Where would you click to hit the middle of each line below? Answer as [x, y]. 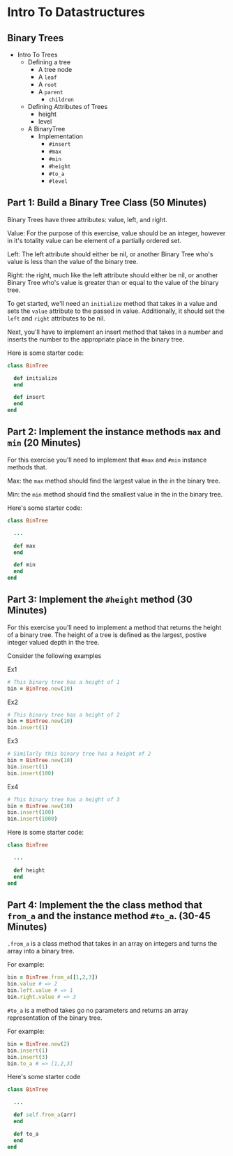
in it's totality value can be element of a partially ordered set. [95, 240]
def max [25, 546]
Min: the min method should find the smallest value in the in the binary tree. [115, 494]
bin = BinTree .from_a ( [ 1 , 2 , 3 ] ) [53, 978]
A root [47, 84]
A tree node [55, 69]
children [61, 100]
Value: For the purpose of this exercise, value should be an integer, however [116, 233]
